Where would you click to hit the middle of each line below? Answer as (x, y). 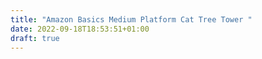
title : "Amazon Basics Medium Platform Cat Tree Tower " (131, 19)
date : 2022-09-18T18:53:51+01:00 (80, 29)
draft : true (35, 38)
